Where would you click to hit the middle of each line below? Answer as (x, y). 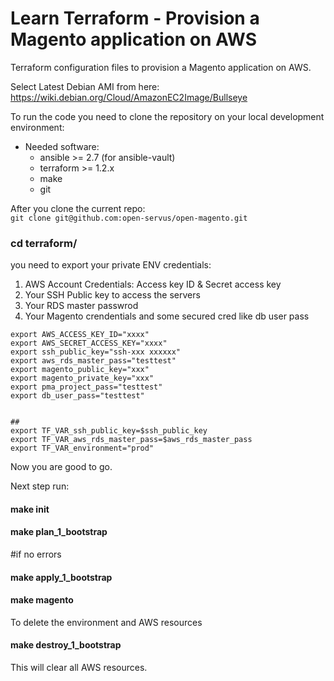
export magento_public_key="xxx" (80, 370)
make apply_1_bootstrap (61, 577)
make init (30, 509)
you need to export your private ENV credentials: (111, 265)
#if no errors (36, 554)
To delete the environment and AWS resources (106, 622)
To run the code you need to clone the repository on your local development (167, 116)
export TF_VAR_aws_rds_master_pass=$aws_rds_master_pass (131, 440)
